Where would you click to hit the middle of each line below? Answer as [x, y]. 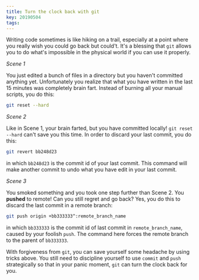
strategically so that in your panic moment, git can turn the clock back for [97, 265]
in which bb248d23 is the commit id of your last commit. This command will [97, 163]
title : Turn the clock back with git [53, 12]
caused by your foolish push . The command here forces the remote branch [97, 234]
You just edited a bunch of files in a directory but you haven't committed [94, 76]
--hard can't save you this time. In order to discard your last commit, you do [99, 135]
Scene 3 [16, 181]
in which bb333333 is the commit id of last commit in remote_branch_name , [94, 228]
